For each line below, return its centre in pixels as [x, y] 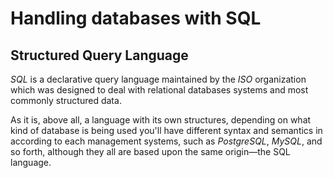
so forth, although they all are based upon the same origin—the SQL [150, 151]
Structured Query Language [99, 55]
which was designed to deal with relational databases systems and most [159, 90]
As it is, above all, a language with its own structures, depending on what [161, 120]
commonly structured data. [66, 100]
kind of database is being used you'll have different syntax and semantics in [166, 130]
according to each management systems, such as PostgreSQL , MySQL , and [166, 141]
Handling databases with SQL [136, 18]
